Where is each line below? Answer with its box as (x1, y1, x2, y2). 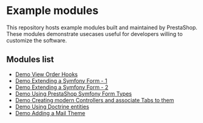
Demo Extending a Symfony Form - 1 (15, 77, 108, 84)
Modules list (6, 54, 54, 65)
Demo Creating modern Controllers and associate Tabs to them (15, 96, 174, 104)
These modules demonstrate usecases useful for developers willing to (6, 30, 183, 37)
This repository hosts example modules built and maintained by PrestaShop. (6, 24, 198, 31)
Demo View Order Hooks (15, 71, 78, 78)
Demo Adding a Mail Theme (15, 109, 85, 116)
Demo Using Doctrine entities (15, 103, 90, 110)
